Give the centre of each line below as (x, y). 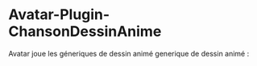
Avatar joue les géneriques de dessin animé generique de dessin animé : (129, 53)
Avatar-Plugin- (59, 15)
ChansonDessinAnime (85, 31)
